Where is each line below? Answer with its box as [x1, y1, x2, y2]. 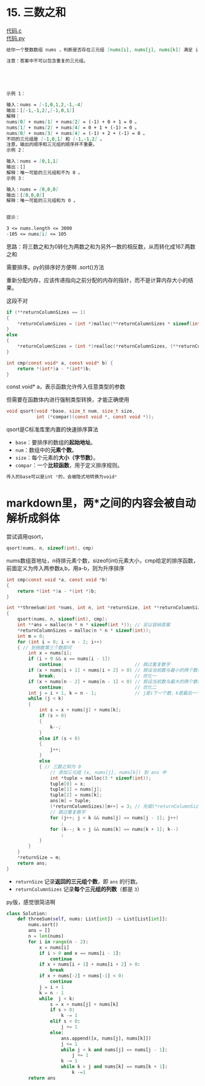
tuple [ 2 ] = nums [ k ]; [49, 792, 103, 798]
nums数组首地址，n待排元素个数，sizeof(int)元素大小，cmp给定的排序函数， [6, 557, 199, 564]
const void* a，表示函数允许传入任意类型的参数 [6, 383, 126, 391]
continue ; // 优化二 [38, 684, 157, 690]
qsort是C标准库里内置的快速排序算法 [6, 425, 99, 433]
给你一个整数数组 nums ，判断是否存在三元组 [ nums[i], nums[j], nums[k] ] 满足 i [6, 46, 198, 52]
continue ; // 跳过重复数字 [38, 662, 171, 668]
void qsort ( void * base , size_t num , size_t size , [6, 408, 135, 414]
